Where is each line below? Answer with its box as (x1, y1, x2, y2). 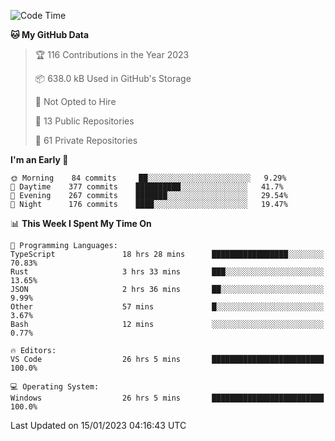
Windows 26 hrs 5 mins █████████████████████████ (10, 393, 325, 403)
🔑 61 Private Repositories (34, 135, 138, 146)
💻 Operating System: (10, 382, 100, 392)
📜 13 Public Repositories (34, 115, 135, 127)
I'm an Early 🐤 (10, 154, 69, 165)
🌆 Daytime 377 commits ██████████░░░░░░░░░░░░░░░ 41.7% (10, 182, 284, 192)
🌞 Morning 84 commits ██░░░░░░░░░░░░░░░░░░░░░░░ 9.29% (10, 173, 287, 183)
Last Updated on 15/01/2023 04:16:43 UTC (10, 420, 187, 431)
